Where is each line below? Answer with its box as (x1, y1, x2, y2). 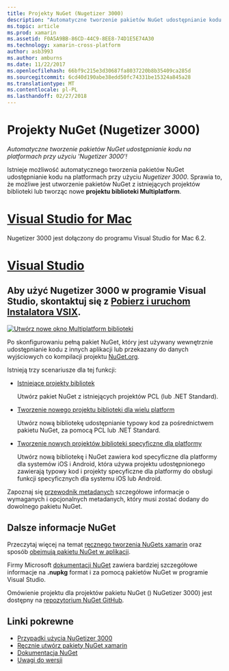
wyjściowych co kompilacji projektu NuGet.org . (7, 352, 140, 360)
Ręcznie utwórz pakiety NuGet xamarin (16, 641, 128, 649)
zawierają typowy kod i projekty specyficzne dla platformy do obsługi (16, 467, 213, 475)
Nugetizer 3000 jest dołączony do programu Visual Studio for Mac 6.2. (7, 233, 206, 242)
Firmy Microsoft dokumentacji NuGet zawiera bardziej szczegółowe (7, 561, 198, 569)
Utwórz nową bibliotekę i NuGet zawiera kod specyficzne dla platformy (16, 453, 217, 461)
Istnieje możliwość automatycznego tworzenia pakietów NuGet (7, 165, 185, 173)
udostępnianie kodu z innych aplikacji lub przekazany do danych (7, 345, 189, 353)
